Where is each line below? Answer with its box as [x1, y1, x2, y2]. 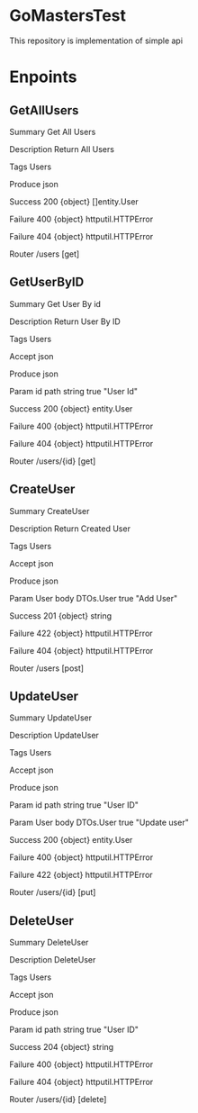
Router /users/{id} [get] [9, 456, 96, 466]
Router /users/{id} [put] [9, 887, 96, 898]
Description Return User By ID [9, 316, 121, 327]
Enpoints [9, 67, 78, 87]
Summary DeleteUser [9, 937, 89, 948]
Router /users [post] [9, 663, 84, 674]
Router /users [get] [9, 249, 80, 259]
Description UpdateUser [9, 730, 99, 741]
